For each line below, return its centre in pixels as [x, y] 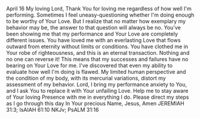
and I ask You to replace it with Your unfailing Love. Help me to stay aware [97, 91]
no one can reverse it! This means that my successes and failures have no [97, 59]
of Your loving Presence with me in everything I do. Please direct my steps [98, 97]
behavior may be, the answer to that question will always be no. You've [93, 27]
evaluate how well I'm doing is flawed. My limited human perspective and [96, 72]
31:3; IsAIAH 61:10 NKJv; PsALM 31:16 [53, 110]
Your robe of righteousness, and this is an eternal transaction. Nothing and [98, 53]
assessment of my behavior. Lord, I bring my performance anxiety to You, [96, 84]
